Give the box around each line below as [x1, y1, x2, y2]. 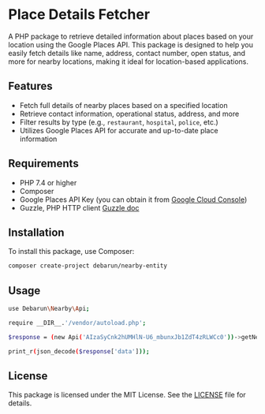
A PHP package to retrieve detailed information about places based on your [8, 32, 254, 41]
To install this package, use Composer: [8, 247, 135, 256]
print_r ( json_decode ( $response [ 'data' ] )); [8, 347, 150, 356]
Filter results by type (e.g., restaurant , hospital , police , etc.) [19, 117, 218, 127]
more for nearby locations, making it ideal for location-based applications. [8, 57, 249, 66]
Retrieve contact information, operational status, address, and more [19, 109, 240, 118]
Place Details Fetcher [8, 6, 151, 24]
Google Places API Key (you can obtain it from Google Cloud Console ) [19, 195, 248, 204]
